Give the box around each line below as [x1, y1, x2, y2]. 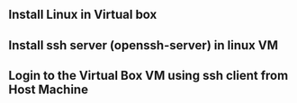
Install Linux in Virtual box [8, 7, 157, 22]
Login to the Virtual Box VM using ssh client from [8, 68, 289, 83]
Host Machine [8, 82, 89, 98]
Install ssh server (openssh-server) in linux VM [8, 38, 278, 53]
